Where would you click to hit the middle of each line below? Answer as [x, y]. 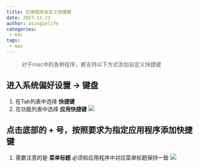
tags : [13, 40]
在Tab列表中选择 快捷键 [45, 101]
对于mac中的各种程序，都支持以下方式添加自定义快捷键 [91, 64]
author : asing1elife [33, 23]
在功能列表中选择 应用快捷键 [51, 109]
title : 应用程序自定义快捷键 [39, 12]
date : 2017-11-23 [28, 18]
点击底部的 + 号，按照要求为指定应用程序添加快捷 [99, 130]
